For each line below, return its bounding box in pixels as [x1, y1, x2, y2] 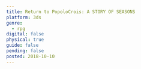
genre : [6, 20, 23, 26]
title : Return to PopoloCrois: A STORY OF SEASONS [6, 8, 136, 15]
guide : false [6, 43, 39, 49]
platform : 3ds [6, 14, 42, 20]
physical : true [6, 37, 44, 43]
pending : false [6, 48, 44, 54]
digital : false [6, 31, 44, 37]
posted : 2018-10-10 [6, 53, 55, 59]
